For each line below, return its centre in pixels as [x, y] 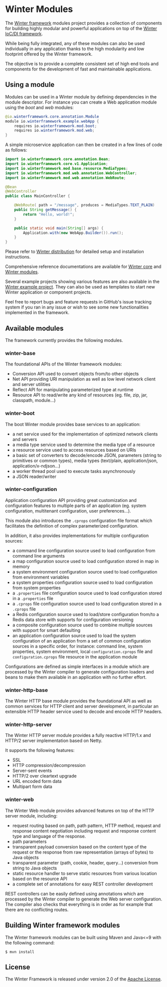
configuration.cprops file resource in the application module [75, 656]
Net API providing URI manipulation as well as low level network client [84, 379]
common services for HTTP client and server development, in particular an [82, 706]
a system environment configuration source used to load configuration [85, 571]
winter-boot [20, 413]
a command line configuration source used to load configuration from [84, 550]
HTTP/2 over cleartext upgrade [44, 776]
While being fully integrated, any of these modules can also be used [75, 43]
